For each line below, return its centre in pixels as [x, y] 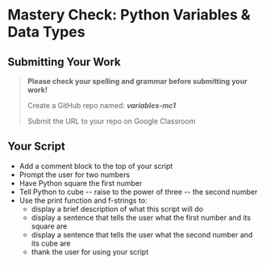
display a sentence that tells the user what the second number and [142, 234]
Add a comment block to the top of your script [96, 166]
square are [49, 226]
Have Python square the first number [81, 183]
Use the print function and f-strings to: [83, 200]
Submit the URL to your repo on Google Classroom [111, 121]
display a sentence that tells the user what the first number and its [141, 217]
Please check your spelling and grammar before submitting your [137, 81]
